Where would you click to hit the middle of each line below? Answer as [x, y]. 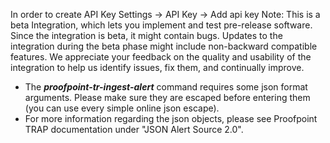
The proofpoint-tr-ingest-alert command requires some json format [166, 87]
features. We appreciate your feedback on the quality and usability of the [161, 57]
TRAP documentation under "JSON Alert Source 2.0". [134, 129]
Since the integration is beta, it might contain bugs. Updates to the [146, 35]
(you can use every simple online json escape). [122, 108]
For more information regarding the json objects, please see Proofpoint [171, 118]
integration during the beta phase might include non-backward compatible [164, 46]
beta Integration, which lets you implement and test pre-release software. [161, 25]
